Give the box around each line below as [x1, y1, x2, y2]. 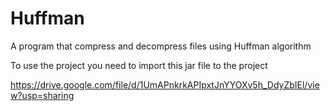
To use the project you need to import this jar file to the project [10, 59, 268, 71]
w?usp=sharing [10, 89, 75, 101]
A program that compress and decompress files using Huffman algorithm [10, 40, 312, 52]
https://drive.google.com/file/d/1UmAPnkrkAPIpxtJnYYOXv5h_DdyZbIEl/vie [10, 78, 320, 91]
